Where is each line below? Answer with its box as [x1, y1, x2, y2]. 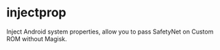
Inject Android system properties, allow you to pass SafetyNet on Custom [6, 27, 214, 36]
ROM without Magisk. [6, 34, 67, 42]
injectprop [6, 5, 66, 21]
